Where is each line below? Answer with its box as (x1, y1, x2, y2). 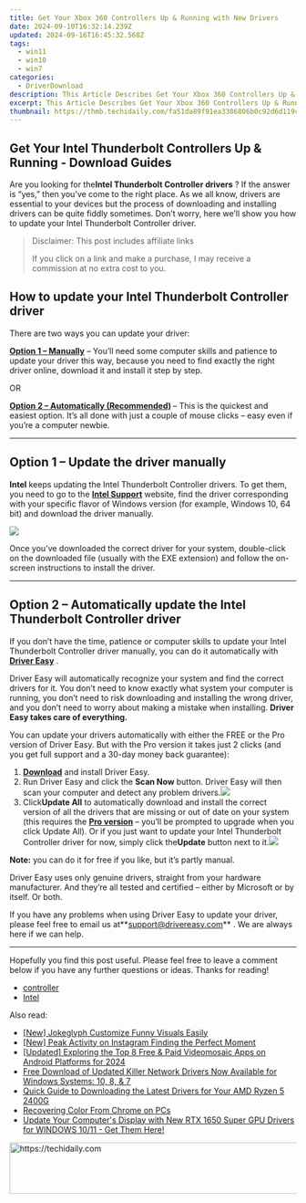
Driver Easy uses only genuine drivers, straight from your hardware (9, 872, 261, 883)
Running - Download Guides (9, 154, 172, 170)
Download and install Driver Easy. (22, 766, 150, 777)
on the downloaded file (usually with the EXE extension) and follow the (9, 552, 274, 563)
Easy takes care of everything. (9, 711, 127, 722)
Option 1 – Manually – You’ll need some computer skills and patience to (9, 345, 278, 356)
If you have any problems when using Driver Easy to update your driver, (9, 909, 279, 920)
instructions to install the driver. (36, 562, 156, 573)
